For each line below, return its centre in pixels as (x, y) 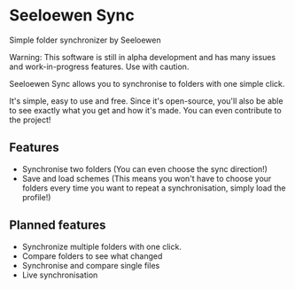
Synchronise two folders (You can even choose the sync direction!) (145, 168)
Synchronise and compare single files (91, 265)
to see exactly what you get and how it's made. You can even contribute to (145, 110)
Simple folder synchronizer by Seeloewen (85, 40)
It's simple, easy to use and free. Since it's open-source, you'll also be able (146, 101)
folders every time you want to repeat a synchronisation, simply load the (154, 188)
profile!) (36, 197)
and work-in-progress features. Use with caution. (99, 66)
